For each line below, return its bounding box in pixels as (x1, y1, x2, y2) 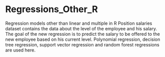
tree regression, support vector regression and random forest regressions (5, 41, 160, 47)
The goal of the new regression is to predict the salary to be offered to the (5, 31, 160, 37)
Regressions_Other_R (5, 4, 98, 15)
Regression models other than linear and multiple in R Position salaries (5, 20, 152, 26)
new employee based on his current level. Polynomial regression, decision (5, 36, 160, 42)
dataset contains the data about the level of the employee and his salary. (5, 25, 157, 31)
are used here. (5, 47, 36, 53)
